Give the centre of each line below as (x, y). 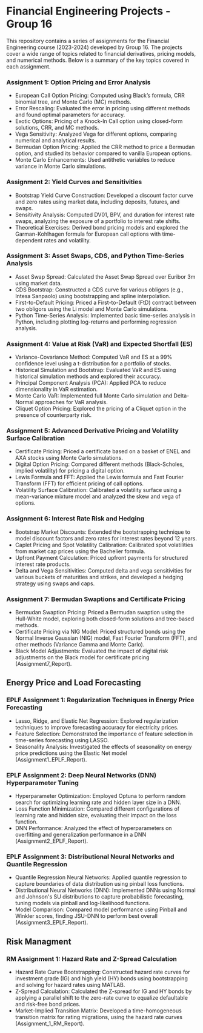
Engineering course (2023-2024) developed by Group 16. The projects (95, 47)
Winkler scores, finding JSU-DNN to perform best (77, 916)
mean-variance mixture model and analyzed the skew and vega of (98, 497)
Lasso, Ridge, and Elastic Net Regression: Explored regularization (97, 721)
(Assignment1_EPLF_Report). (51, 759)
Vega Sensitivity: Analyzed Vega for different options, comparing (96, 134)
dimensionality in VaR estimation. (56, 390)
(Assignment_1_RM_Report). (50, 1023)
